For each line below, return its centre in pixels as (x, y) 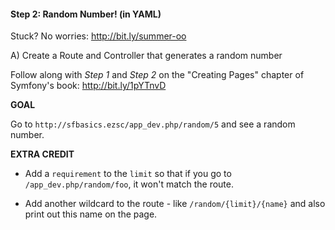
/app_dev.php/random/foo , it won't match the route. (129, 184)
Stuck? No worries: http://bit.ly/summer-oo (98, 36)
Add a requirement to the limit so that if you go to (128, 174)
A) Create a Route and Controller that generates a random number (146, 56)
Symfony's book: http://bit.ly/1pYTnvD (88, 86)
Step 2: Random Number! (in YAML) (86, 14)
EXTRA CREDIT (42, 154)
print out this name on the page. (91, 214)
